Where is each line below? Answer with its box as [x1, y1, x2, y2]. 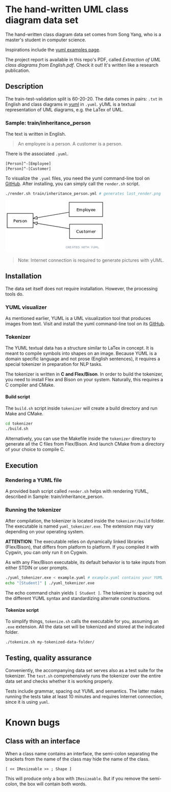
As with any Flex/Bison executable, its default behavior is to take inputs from [5, 559, 166, 565]
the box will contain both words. [19, 781, 87, 787]
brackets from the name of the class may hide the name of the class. [5, 756, 150, 762]
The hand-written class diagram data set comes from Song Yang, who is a [5, 31, 162, 37]
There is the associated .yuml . [5, 151, 69, 157]
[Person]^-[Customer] [5, 166, 52, 171]
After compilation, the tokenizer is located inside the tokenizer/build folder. [5, 518, 165, 524]
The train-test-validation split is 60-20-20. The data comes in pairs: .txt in [5, 95, 163, 102]
